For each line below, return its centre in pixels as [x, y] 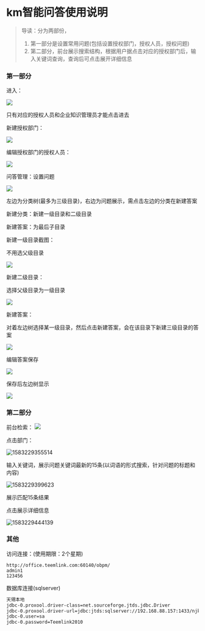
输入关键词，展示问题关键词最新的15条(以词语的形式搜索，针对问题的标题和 [101, 465]
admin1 [15, 571]
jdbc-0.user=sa [26, 616]
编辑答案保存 [22, 360]
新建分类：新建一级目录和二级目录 [49, 214]
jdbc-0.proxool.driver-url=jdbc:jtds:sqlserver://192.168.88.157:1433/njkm [105, 611]
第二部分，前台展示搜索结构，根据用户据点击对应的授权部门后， [110, 51]
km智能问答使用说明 [57, 12]
